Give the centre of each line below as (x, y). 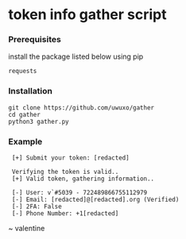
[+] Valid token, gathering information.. (83, 179)
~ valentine (27, 229)
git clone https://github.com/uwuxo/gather (81, 108)
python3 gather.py (39, 121)
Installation (31, 91)
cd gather (25, 114)
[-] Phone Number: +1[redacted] (65, 214)
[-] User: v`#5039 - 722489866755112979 (79, 193)
